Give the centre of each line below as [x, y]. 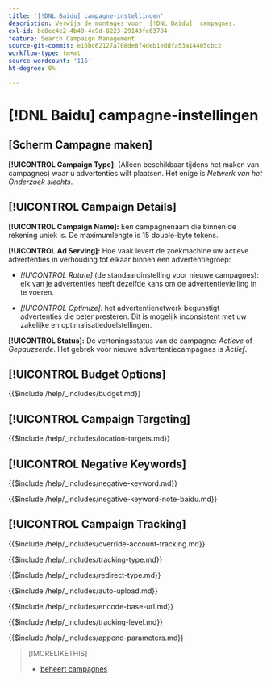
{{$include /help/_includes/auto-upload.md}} [83, 591]
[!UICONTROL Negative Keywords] [98, 464]
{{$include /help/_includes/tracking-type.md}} [85, 559]
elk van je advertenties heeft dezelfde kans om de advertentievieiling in [138, 283]
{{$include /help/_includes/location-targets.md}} [90, 439]
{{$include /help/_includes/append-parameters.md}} [96, 638]
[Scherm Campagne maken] [81, 145]
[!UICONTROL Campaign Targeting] [100, 419]
